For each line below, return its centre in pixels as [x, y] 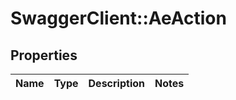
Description [116, 83]
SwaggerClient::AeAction [118, 18]
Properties [44, 55]
